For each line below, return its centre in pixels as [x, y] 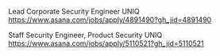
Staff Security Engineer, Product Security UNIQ [85, 35]
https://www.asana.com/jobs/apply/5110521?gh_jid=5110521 [106, 43]
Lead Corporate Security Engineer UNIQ [74, 11]
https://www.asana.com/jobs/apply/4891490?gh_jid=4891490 [110, 20]
